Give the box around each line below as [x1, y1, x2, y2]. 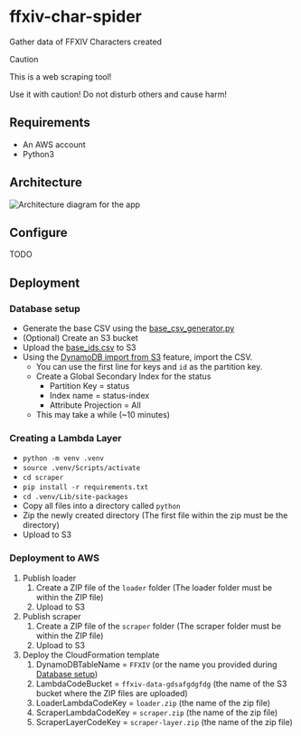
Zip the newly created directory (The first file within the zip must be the [22, 510, 288, 521]
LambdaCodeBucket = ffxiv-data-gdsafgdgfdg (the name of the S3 [35, 678, 287, 689]
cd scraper [22, 473, 64, 483]
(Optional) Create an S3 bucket [22, 333, 138, 344]
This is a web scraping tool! [9, 71, 112, 82]
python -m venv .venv [22, 454, 104, 463]
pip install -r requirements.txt [22, 483, 149, 492]
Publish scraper [22, 610, 81, 621]
